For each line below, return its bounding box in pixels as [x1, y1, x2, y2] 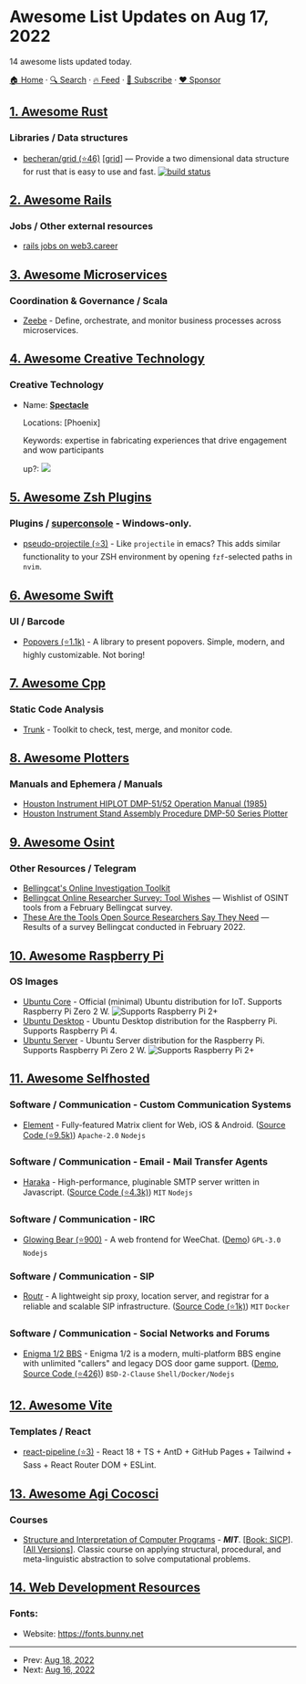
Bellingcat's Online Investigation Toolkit [22, 883, 171, 894]
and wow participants [22, 445, 105, 455]
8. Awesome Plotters [9, 750, 130, 766]
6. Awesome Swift [9, 587, 114, 603]
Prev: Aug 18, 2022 [22, 1654, 95, 1665]
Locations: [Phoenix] [22, 417, 101, 428]
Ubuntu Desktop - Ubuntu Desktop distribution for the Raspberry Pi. [22, 1015, 278, 1026]
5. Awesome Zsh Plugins [9, 490, 152, 506]
